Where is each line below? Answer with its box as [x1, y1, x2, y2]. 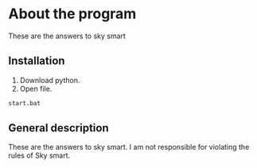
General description [8, 121, 109, 135]
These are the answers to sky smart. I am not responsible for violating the [8, 143, 250, 152]
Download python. [19, 75, 80, 84]
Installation [8, 54, 65, 68]
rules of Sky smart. [8, 150, 71, 160]
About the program [8, 5, 137, 23]
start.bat [8, 99, 41, 107]
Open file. [19, 84, 53, 93]
